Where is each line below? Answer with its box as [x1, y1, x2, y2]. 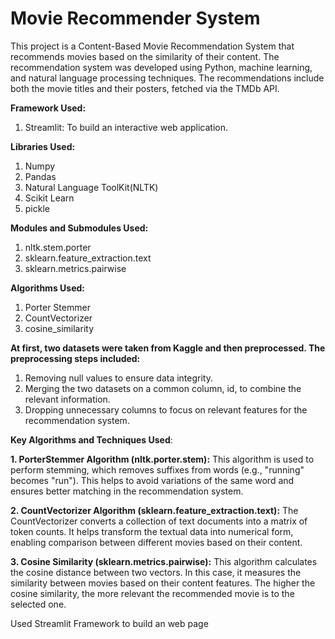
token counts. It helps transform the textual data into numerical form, [10, 525, 294, 537]
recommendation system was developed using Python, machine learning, [10, 61, 313, 73]
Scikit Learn [24, 192, 75, 204]
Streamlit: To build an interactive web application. [24, 121, 229, 133]
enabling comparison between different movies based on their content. [10, 536, 303, 548]
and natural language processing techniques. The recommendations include [10, 72, 325, 84]
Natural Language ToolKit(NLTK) [24, 181, 159, 193]
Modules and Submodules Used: [10, 222, 149, 234]
